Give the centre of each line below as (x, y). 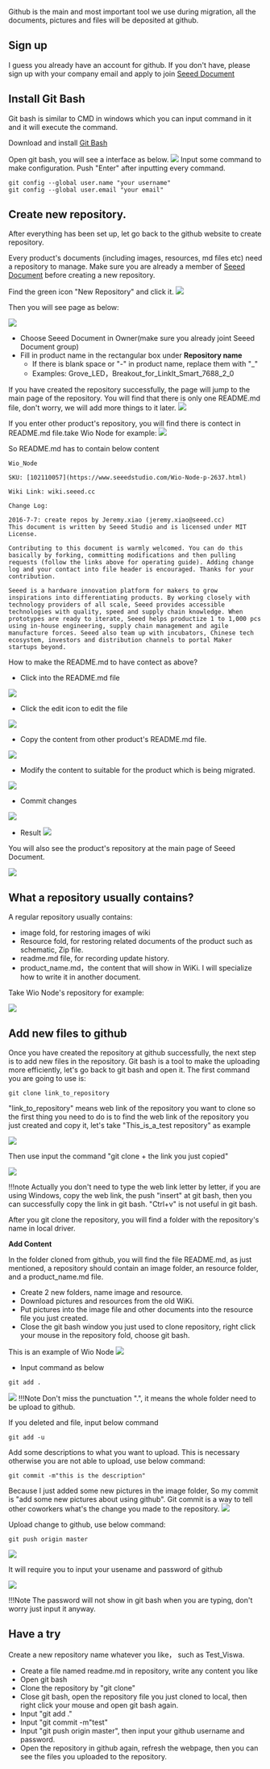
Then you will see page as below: (64, 308)
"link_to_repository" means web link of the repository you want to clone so (132, 1109)
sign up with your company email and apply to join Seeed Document (122, 73)
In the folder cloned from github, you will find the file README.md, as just (130, 1260)
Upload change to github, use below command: (87, 1524)
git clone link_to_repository (59, 1093)
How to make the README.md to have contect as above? (103, 662)
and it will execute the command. (63, 127)
